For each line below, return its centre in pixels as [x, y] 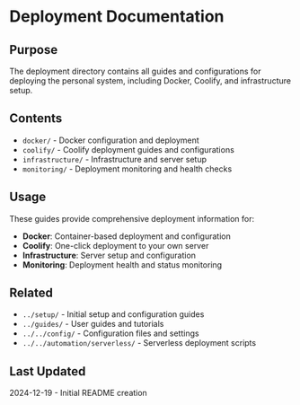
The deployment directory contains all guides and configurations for [135, 71]
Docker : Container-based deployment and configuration [126, 236]
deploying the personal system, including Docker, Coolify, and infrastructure [150, 81]
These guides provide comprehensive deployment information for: [132, 218]
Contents [36, 119]
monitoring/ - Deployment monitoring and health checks [127, 169]
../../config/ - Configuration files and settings [110, 333]
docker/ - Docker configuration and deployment [110, 140]
